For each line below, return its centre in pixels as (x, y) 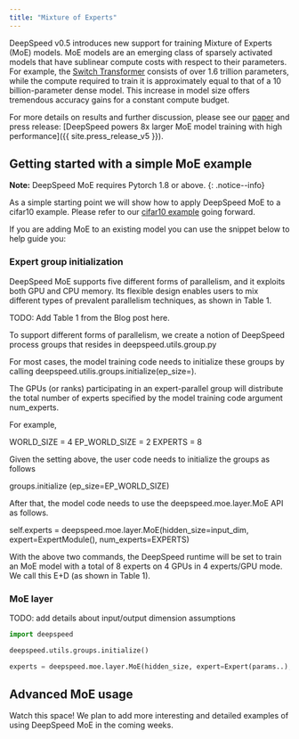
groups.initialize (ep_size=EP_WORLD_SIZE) (89, 486)
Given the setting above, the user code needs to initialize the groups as (139, 459)
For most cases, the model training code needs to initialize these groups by (147, 361)
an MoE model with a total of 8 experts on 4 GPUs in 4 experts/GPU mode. (146, 566)
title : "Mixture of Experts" (63, 17)
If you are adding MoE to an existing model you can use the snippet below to (149, 229)
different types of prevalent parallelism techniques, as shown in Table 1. (141, 300)
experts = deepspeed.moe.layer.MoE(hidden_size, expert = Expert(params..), (151, 666)
